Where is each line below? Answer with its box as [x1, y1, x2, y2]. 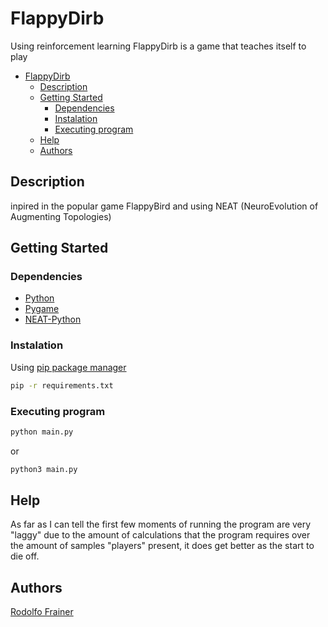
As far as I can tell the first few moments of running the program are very [10, 518, 312, 531]
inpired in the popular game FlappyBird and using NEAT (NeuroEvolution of [10, 200, 319, 212]
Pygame [24, 303, 60, 315]
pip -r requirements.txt [10, 380, 114, 391]
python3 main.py [10, 464, 78, 474]
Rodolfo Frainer [10, 606, 74, 618]
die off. [10, 550, 40, 562]
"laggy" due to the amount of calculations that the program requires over [10, 529, 311, 541]
